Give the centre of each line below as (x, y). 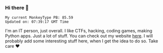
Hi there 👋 (17, 8)
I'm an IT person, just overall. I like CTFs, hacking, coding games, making (79, 31)
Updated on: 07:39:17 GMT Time (37, 22)
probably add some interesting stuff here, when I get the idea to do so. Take (81, 41)
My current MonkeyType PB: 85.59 (39, 18)
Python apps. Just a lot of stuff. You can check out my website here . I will (79, 36)
